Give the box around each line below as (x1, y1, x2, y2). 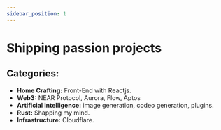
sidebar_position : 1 (6, 10, 67, 17)
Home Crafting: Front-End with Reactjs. (16, 86, 132, 95)
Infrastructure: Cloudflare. (16, 115, 94, 124)
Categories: (6, 67, 59, 80)
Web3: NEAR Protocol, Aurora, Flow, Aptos (16, 93, 141, 101)
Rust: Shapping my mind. (16, 108, 90, 117)
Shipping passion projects (6, 40, 162, 56)
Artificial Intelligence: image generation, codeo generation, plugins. (16, 101, 214, 109)
